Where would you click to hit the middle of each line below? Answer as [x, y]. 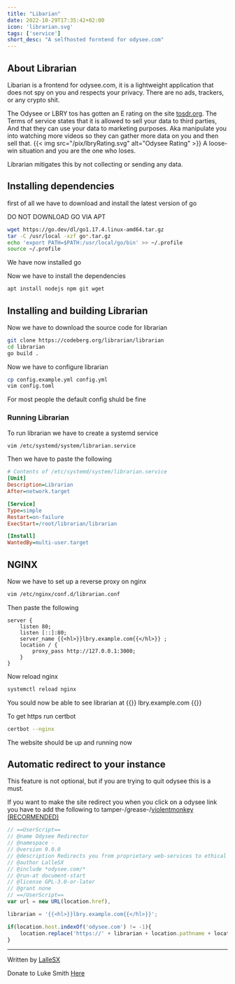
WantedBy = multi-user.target [48, 543]
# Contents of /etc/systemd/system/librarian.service [87, 472]
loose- [218, 143]
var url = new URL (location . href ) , [59, 902]
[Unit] [17, 478]
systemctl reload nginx [42, 689]
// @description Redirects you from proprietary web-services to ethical [117, 856]
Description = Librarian [40, 485]
